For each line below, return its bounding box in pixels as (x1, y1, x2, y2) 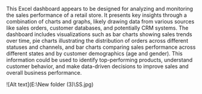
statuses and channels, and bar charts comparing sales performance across (6, 43, 196, 51)
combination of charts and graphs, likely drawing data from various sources (6, 18, 195, 25)
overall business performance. (6, 69, 82, 76)
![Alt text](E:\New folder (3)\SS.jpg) (6, 81, 94, 88)
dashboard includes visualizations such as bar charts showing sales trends (6, 31, 192, 38)
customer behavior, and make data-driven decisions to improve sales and (6, 63, 189, 70)
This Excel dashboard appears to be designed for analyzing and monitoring (6, 5, 194, 12)
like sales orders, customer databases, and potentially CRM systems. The (6, 24, 189, 31)
